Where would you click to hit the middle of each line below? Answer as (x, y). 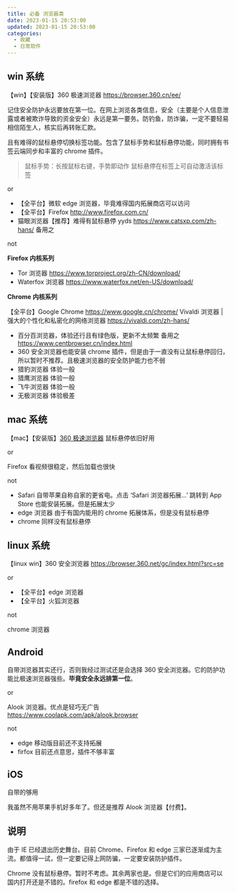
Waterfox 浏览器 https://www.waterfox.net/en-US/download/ (105, 282)
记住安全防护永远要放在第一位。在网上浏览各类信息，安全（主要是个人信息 (115, 110)
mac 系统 (27, 419)
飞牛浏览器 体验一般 (46, 386)
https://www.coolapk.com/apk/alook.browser (73, 715)
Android (25, 652)
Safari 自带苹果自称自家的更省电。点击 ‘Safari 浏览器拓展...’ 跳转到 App (119, 495)
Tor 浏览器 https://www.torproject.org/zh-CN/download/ (99, 273)
